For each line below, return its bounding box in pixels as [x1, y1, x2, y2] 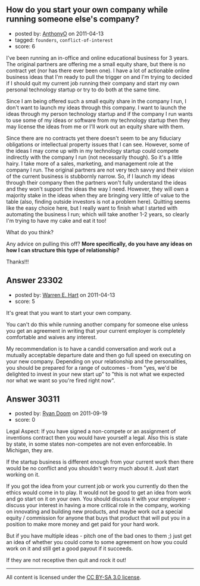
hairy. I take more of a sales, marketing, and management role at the [6, 159, 174, 167]
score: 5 [14, 297, 36, 305]
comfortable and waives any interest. [6, 333, 97, 340]
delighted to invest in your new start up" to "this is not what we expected [6, 370, 185, 378]
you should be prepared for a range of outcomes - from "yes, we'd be [6, 364, 177, 371]
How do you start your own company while [6, 5, 168, 15]
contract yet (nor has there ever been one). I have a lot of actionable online [6, 67, 190, 74]
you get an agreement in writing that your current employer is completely [6, 327, 186, 334]
